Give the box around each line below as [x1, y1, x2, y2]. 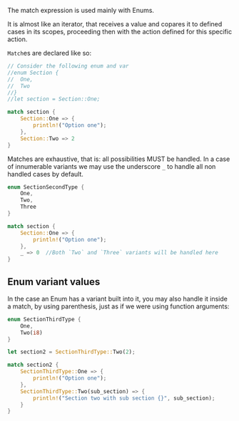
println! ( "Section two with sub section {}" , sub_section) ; [33, 395, 215, 402]
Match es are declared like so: [7, 49, 92, 57]
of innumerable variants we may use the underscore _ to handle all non [7, 162, 216, 170]
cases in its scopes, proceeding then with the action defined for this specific [7, 28, 233, 36]
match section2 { [7, 361, 59, 369]
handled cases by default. [7, 170, 84, 178]
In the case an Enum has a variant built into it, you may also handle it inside [7, 294, 228, 303]
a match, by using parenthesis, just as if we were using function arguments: [7, 302, 230, 311]
